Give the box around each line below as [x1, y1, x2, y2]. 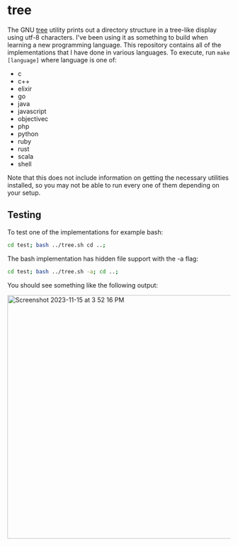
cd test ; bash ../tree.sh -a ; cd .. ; [7, 268, 119, 275]
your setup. [7, 188, 41, 197]
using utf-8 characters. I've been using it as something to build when [7, 33, 208, 41]
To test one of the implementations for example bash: [7, 227, 164, 236]
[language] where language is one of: [7, 55, 117, 64]
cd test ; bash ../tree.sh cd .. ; [7, 241, 106, 249]
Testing [7, 209, 42, 221]
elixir [17, 84, 33, 93]
